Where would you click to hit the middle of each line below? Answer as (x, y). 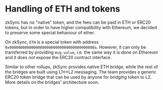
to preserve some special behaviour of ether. (50, 32)
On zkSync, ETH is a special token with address (52, 42)
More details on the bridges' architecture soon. (52, 82)
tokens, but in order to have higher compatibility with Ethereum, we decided (81, 27)
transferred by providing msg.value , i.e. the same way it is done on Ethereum (81, 52)
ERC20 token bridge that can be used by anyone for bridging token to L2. (78, 77)
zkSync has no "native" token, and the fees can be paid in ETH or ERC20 (78, 22)
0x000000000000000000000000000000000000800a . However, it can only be (76, 47)
